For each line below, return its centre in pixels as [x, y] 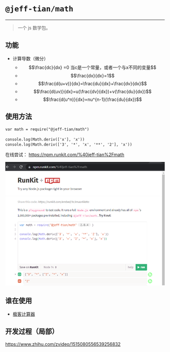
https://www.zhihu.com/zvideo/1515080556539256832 [63, 344]
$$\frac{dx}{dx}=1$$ [93, 76]
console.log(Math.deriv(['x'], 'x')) [45, 139]
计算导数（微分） [30, 58]
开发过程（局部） [32, 331]
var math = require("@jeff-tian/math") [47, 129]
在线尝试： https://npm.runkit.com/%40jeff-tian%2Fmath [65, 154]
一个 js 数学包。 [34, 27]
